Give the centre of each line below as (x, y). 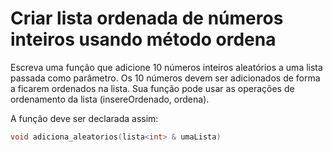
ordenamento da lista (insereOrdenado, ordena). (110, 99)
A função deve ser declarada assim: (84, 118)
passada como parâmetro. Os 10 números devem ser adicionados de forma (165, 78)
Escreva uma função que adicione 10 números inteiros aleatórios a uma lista (166, 67)
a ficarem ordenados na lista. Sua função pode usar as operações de (152, 88)
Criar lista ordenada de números (147, 18)
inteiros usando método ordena (143, 39)
